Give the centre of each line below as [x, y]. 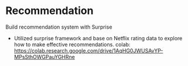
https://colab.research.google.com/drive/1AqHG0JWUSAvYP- [88, 50]
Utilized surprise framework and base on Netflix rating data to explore [98, 38]
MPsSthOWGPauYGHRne [45, 57]
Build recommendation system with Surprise [59, 27]
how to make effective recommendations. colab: [72, 44]
